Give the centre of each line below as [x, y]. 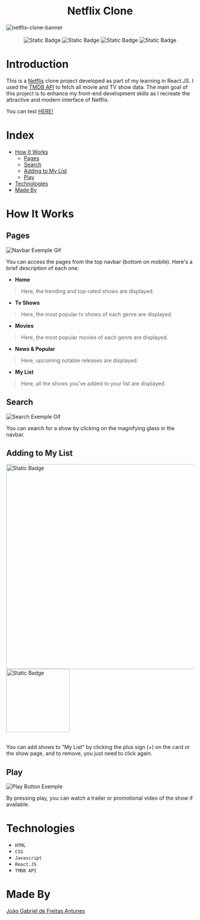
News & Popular [35, 349]
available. [18, 804]
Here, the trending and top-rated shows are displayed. [87, 291]
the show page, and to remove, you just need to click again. [79, 753]
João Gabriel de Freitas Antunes [46, 911]
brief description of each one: [43, 268]
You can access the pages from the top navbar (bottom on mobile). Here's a [99, 262]
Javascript [28, 858]
